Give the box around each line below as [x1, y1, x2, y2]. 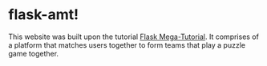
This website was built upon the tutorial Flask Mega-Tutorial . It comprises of [8, 32, 259, 41]
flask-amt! [8, 6, 79, 24]
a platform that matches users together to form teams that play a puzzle [8, 40, 246, 49]
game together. [8, 49, 59, 58]
